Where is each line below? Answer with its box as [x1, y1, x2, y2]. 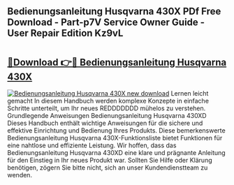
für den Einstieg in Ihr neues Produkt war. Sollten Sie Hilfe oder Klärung [7, 156, 212, 164]
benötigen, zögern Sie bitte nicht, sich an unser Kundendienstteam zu [7, 163, 208, 172]
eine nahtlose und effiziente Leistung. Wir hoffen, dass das [7, 141, 177, 149]
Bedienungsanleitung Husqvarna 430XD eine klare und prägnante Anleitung [7, 149, 226, 156]
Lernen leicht [170, 89, 209, 97]
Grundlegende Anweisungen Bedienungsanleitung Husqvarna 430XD [7, 112, 207, 119]
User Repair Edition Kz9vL [7, 27, 124, 39]
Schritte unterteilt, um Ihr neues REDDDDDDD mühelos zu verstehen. [7, 104, 206, 112]
